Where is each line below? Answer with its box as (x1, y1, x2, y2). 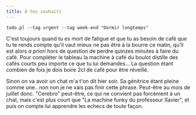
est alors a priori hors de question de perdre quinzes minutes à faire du (6, 48, 179, 55)
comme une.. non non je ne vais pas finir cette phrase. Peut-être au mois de (6, 83, 190, 91)
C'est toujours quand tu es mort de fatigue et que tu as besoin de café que (6, 35, 187, 42)
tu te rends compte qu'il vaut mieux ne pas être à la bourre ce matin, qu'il (6, 41, 184, 48)
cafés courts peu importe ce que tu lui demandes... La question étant (6, 60, 174, 67)
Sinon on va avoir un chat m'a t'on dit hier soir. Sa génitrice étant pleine (6, 77, 180, 84)
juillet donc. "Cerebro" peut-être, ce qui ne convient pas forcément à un (6, 90, 181, 97)
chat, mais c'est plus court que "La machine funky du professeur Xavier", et (6, 96, 190, 103)
